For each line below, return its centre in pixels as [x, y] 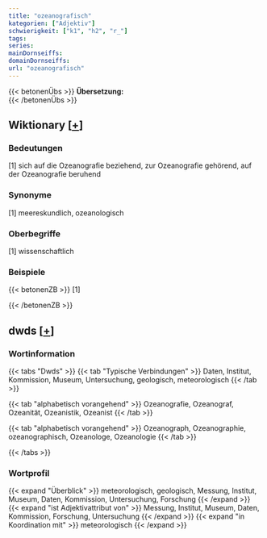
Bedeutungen [35, 148]
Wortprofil [29, 473]
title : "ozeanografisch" [50, 16]
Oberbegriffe [34, 233]
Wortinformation [42, 353]
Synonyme [30, 195]
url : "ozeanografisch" [46, 69]
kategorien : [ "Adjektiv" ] [52, 23]
